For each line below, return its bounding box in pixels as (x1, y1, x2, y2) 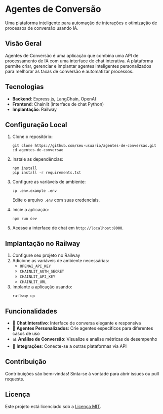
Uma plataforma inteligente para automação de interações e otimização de (5, 20, 157, 26)
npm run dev (12, 216, 37, 221)
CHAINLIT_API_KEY (19, 275, 56, 279)
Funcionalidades (5, 307, 58, 315)
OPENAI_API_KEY (19, 264, 51, 269)
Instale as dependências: (12, 156, 63, 162)
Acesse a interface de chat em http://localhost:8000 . (12, 225, 124, 231)
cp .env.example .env (12, 188, 57, 193)
